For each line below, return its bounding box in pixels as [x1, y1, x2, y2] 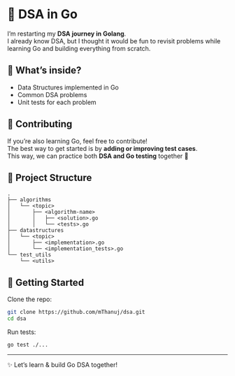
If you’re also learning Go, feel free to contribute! [7, 136, 148, 145]
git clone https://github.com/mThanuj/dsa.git [7, 309, 145, 316]
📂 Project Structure [7, 171, 92, 184]
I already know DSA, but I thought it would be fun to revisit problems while [7, 36, 221, 45]
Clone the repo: [7, 295, 52, 303]
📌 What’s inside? [7, 64, 82, 76]
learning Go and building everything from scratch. [7, 44, 151, 52]
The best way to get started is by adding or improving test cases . [7, 144, 198, 152]
